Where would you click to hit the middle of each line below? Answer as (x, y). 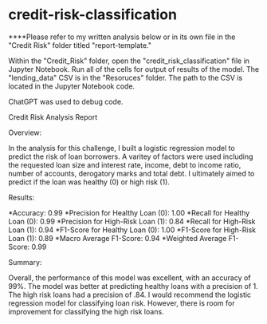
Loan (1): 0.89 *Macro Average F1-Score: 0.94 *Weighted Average (118, 238)
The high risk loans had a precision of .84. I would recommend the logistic (130, 294)
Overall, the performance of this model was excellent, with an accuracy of (130, 278)
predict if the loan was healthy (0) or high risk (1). (89, 182)
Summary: (25, 262)
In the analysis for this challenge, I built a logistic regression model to (122, 148)
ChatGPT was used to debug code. (66, 101)
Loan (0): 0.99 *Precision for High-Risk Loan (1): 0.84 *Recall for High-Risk (132, 221)
